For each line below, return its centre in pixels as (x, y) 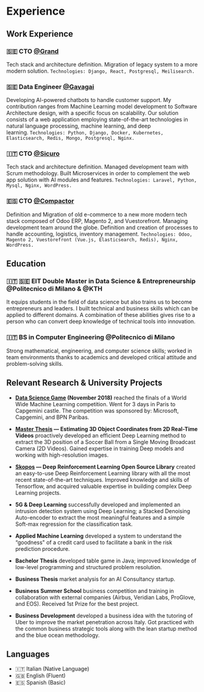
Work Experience (40, 34)
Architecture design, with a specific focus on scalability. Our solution (92, 113)
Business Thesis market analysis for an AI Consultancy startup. (95, 579)
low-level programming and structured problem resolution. (89, 567)
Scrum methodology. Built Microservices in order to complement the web (98, 173)
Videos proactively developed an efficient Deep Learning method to (100, 435)
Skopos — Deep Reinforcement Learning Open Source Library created (105, 467)
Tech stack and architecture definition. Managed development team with (97, 167)
